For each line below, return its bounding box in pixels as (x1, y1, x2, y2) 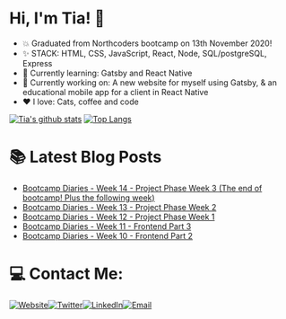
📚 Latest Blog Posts (9, 147, 162, 167)
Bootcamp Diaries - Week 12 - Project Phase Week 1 (22, 211, 215, 222)
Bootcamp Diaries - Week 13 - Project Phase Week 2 (22, 201, 217, 212)
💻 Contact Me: (9, 264, 124, 284)
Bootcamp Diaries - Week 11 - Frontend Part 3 (22, 220, 192, 232)
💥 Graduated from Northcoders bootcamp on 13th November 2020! (22, 38, 273, 49)
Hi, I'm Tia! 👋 (9, 8, 106, 29)
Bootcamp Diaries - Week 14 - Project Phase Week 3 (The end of (22, 182, 263, 193)
